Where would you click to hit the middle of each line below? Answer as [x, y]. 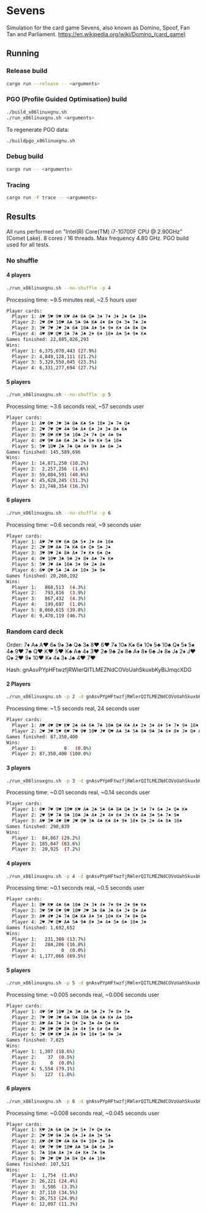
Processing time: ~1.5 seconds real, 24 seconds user [73, 708]
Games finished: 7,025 [35, 1040]
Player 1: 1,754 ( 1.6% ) [45, 1176]
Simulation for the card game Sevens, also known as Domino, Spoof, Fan [98, 28]
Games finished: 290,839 [38, 826]
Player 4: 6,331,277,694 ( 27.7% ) [55, 368]
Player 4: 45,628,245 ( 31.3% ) [50, 480]
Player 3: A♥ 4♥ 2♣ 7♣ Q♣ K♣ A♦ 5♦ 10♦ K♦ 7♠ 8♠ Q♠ [79, 916]
